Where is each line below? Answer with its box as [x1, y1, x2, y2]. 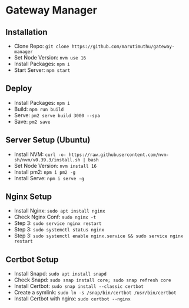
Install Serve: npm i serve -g [14, 174, 85, 181]
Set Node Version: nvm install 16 [14, 162, 97, 169]
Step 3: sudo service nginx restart [14, 220, 102, 227]
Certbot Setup [5, 254, 59, 264]
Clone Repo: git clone [14, 42, 69, 49]
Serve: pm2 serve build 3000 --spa [14, 111, 101, 118]
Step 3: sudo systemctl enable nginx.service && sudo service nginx [14, 232, 184, 239]
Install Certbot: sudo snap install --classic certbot [14, 283, 144, 290]
